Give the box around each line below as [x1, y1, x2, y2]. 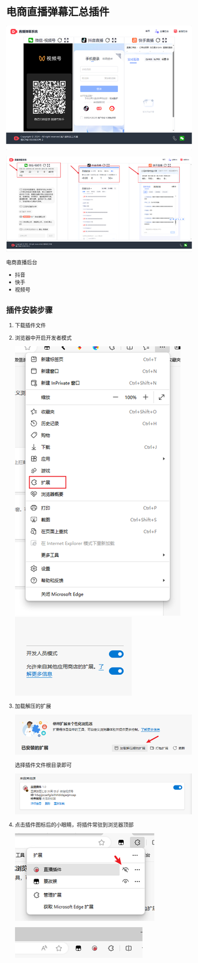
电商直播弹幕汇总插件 [6, 5, 110, 19]
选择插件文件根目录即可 [14, 761, 72, 768]
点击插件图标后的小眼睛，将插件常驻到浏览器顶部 [14, 821, 134, 828]
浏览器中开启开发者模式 [14, 334, 72, 341]
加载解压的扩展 [14, 702, 51, 709]
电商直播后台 [6, 259, 37, 266]
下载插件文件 [14, 321, 46, 328]
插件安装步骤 [6, 305, 53, 315]
